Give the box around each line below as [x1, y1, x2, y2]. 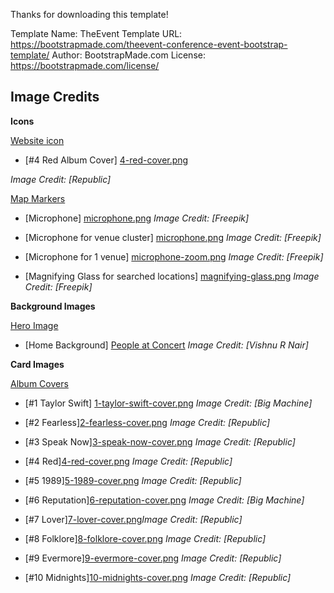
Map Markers [10, 192, 66, 204]
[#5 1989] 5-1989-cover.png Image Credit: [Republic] [24, 474, 242, 486]
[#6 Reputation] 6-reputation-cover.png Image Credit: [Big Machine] [24, 494, 305, 506]
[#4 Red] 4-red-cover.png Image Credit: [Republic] [24, 455, 233, 467]
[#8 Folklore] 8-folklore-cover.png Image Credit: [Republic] [24, 532, 267, 544]
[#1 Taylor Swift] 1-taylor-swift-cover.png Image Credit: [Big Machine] [24, 397, 313, 409]
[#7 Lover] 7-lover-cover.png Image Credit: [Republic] [24, 513, 243, 525]
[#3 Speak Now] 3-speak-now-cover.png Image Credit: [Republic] [24, 435, 296, 448]
